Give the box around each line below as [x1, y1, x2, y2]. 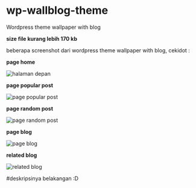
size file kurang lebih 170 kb [6, 35, 77, 42]
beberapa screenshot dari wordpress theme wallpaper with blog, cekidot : [6, 46, 190, 54]
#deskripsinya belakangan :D [6, 175, 79, 182]
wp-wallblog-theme [6, 4, 109, 17]
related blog [6, 151, 37, 159]
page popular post [6, 82, 53, 89]
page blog [6, 128, 32, 135]
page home [6, 58, 36, 65]
